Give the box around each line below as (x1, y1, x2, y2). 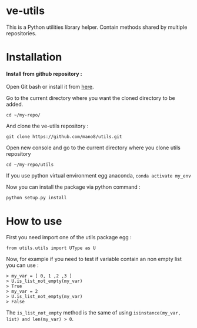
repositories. (6, 29, 37, 36)
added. (6, 101, 24, 108)
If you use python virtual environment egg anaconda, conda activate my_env (6, 172, 191, 179)
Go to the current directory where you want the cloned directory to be (6, 95, 175, 102)
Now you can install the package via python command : (6, 183, 141, 190)
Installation (6, 51, 62, 64)
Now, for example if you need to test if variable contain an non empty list (6, 256, 182, 263)
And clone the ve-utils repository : (6, 122, 89, 130)
